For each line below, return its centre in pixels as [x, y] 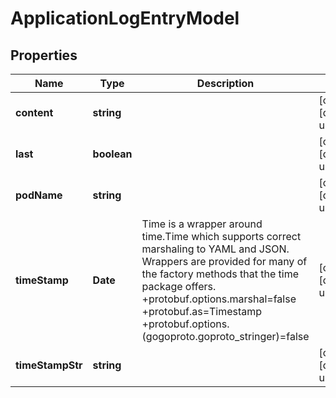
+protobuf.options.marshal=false [219, 299]
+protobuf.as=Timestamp [202, 311]
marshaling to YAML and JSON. [215, 249]
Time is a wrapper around [202, 224]
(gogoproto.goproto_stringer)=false [225, 336]
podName [39, 195]
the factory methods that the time [220, 274]
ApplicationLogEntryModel [125, 18]
